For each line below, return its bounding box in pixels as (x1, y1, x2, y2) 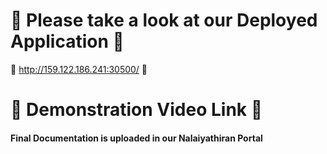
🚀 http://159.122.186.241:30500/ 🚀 (10, 63, 148, 75)
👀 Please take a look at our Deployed (10, 9, 318, 32)
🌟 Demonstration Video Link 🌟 (10, 99, 263, 121)
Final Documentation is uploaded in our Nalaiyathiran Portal (10, 132, 263, 144)
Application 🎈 (10, 30, 125, 53)
